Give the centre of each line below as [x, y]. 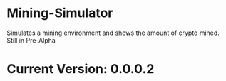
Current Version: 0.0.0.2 [81, 69]
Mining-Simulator [60, 13]
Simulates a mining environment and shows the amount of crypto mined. [113, 33]
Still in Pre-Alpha [31, 40]
